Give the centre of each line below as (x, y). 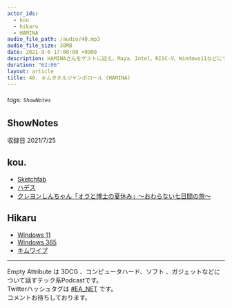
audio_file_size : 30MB (40, 46)
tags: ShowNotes (29, 99)
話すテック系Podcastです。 (64, 280)
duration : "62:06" (33, 65)
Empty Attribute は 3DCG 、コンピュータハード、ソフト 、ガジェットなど (111, 271)
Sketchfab (32, 179)
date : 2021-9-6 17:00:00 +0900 (52, 52)
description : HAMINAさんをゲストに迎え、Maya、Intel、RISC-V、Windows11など (112, 59)
